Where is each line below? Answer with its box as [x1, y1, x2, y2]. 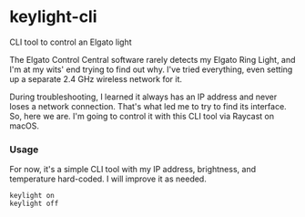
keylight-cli [9, 6, 97, 27]
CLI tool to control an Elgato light [9, 36, 132, 47]
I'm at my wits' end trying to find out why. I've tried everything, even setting [9, 64, 293, 75]
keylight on [9, 191, 55, 201]
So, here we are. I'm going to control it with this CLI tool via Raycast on [9, 110, 275, 121]
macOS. [9, 120, 39, 131]
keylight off [9, 199, 59, 209]
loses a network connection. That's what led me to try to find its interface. [9, 100, 287, 111]
